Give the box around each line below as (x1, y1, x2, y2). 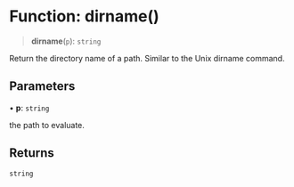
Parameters (9, 78, 76, 94)
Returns (9, 145, 55, 161)
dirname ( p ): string (30, 36, 102, 46)
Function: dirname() (9, 6, 160, 27)
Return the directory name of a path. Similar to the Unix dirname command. (9, 53, 285, 63)
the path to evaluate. (9, 119, 85, 130)
